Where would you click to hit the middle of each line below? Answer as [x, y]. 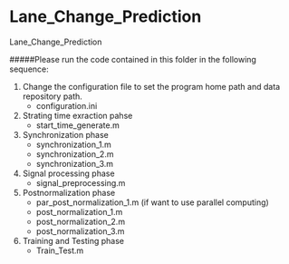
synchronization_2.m [75, 154]
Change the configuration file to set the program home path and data [151, 86]
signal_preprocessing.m [81, 182]
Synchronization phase [65, 134]
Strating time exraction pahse [77, 115]
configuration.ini [67, 105]
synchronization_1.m [73, 144]
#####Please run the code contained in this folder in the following [133, 59]
